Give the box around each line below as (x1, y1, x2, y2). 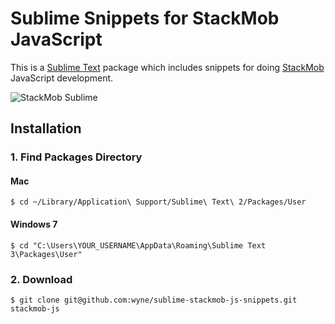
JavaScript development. (10, 72, 114, 84)
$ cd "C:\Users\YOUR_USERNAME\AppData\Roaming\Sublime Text (10, 240, 267, 251)
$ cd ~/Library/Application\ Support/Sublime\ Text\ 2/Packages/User (10, 197, 307, 207)
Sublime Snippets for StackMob (10, 7, 280, 30)
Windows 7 (10, 218, 58, 231)
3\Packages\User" (10, 249, 83, 259)
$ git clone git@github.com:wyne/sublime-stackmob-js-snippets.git (10, 295, 298, 305)
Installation (10, 120, 82, 137)
